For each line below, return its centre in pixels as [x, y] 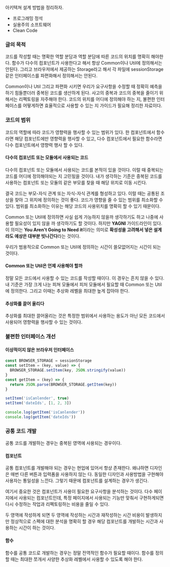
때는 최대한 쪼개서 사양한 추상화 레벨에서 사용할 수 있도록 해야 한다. [77, 559]
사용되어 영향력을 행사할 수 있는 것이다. [44, 322]
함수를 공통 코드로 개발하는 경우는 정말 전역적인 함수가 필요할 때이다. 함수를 [80, 553]
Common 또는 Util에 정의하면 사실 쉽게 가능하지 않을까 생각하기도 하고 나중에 [82, 217]
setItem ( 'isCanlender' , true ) [37, 398]
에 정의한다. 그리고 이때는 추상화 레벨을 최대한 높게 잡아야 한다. [67, 291]
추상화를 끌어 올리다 [25, 303]
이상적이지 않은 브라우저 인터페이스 [40, 349]
